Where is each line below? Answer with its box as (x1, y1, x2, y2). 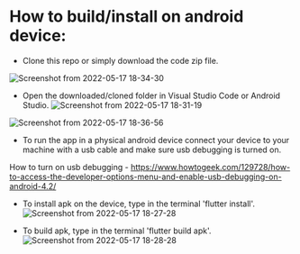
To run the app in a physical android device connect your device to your (22, 134, 290, 145)
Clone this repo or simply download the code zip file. (22, 55, 219, 66)
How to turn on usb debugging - (9, 161, 129, 172)
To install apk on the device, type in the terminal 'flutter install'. (22, 198, 255, 209)
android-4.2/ (9, 180, 57, 191)
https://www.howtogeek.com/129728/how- (130, 161, 291, 172)
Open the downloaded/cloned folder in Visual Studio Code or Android (22, 90, 281, 101)
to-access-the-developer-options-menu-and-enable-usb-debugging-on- (9, 171, 282, 182)
